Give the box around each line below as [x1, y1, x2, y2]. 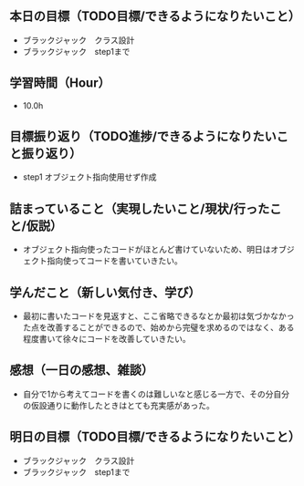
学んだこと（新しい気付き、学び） [9, 284, 201, 300]
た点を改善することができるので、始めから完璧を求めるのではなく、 [22, 322, 278, 333]
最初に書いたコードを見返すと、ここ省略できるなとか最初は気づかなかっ [22, 311, 295, 322]
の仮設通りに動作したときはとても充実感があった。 [22, 399, 215, 410]
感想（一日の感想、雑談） [9, 363, 153, 378]
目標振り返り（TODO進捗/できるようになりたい [9, 129, 277, 144]
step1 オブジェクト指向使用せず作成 [22, 171, 157, 182]
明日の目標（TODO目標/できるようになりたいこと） [9, 429, 301, 445]
